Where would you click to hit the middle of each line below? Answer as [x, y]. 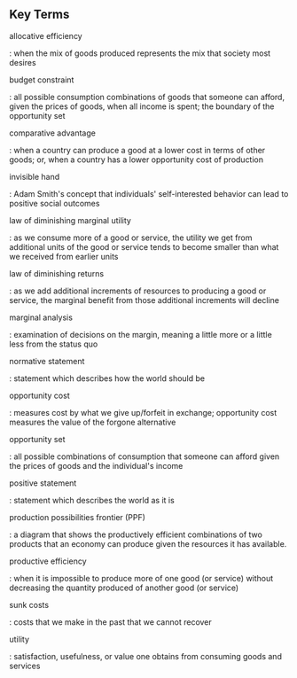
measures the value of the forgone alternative [93, 422]
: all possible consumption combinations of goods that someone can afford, [147, 97]
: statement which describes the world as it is [92, 500]
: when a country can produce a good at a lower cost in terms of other [137, 150]
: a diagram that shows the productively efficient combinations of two [136, 534]
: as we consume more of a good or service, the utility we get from [131, 238]
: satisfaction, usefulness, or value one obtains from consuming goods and [145, 656]
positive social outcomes [55, 203]
